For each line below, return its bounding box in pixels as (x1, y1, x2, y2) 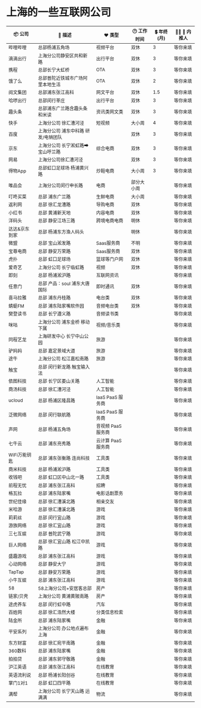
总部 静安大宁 (38, 561, 67, 567)
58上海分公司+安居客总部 (38, 585, 92, 591)
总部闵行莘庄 (38, 97, 65, 104)
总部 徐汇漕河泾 (38, 386, 71, 393)
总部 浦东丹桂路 (38, 294, 71, 301)
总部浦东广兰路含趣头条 (38, 105, 88, 112)
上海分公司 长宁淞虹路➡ (38, 142, 89, 148)
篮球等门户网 (96, 256, 124, 263)
